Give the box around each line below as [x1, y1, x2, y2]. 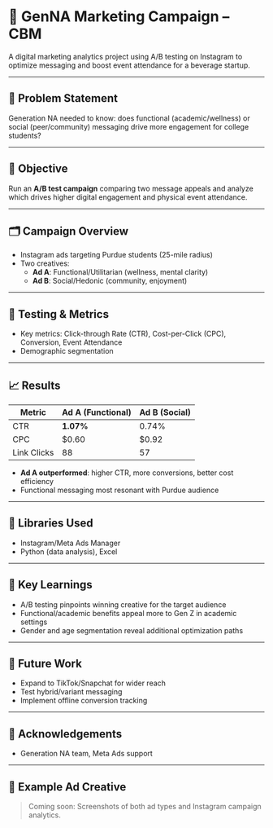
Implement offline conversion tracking [19, 696, 148, 706]
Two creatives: [19, 258, 70, 268]
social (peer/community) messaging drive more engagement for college [8, 121, 249, 131]
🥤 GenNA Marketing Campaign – [8, 7, 230, 26]
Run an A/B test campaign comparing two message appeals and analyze [8, 183, 253, 193]
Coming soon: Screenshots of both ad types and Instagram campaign [28, 802, 262, 812]
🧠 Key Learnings [8, 578, 93, 592]
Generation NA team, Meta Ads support [19, 749, 153, 759]
